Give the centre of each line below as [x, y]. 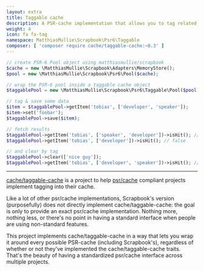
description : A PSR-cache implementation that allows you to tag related [102, 23]
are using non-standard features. [48, 224]
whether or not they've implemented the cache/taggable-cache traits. [93, 249]
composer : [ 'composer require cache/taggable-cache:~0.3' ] [85, 46]
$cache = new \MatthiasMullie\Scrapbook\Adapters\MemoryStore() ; [90, 68]
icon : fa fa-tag [27, 35]
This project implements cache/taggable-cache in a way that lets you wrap [100, 236]
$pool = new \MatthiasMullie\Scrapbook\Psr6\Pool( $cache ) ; [83, 74]
